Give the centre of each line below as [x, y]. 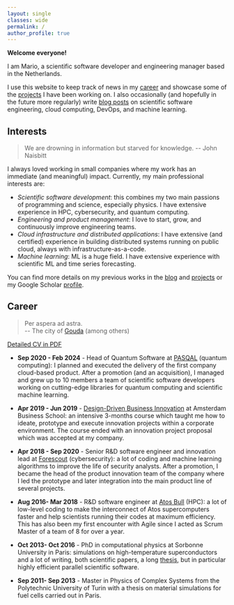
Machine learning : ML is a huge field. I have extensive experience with [118, 257]
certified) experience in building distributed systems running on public [118, 242]
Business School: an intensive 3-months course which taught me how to [121, 416]
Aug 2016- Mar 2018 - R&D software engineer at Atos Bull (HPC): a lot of [122, 501]
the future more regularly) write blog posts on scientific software [100, 102]
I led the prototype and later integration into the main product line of [115, 480]
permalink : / [26, 26]
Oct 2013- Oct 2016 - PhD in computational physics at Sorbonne [110, 544]
